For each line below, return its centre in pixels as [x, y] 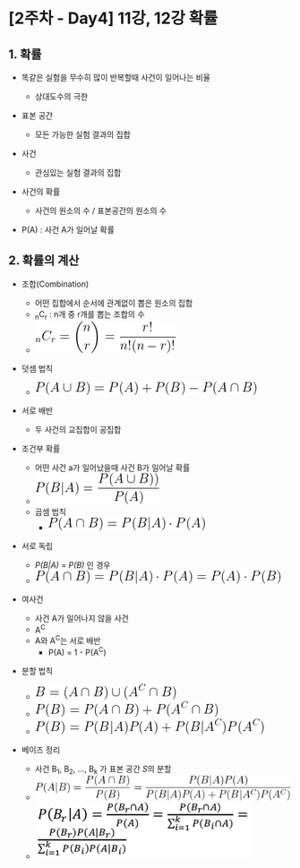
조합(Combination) [55, 284]
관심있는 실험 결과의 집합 [78, 172]
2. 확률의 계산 [44, 261]
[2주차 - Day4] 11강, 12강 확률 [113, 18]
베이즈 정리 [41, 750]
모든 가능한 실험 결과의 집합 [82, 134]
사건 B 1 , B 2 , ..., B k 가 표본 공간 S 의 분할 [103, 769]
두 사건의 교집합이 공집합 [78, 429]
